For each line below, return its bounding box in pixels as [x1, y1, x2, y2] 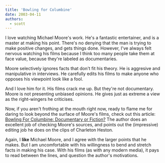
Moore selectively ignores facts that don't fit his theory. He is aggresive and [5, 66, 161, 72]
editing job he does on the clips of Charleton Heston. [5, 127, 113, 133]
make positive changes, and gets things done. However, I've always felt [5, 45, 152, 51]
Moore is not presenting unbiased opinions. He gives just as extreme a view [5, 91, 160, 97]
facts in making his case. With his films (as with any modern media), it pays [5, 147, 159, 153]
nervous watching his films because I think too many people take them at [5, 51, 155, 57]
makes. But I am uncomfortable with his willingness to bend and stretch [5, 142, 152, 148]
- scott [9, 21, 26, 26]
